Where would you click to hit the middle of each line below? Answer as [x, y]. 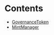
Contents [24, 9]
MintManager [25, 27]
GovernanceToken [30, 22]
